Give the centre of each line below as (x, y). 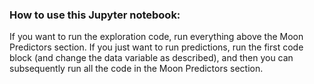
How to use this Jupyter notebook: (95, 15)
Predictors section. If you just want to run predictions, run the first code (156, 47)
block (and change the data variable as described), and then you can (151, 58)
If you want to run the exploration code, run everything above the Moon (156, 37)
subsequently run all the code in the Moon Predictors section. (136, 69)
